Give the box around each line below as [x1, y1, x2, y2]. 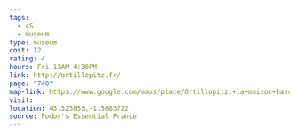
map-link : [9, 87, 46, 96]
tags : [9, 12, 29, 22]
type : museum [9, 37, 58, 47]
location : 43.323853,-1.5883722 [9, 104, 129, 113]
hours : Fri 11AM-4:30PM [9, 63, 98, 72]
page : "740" [9, 79, 53, 88]
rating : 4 [9, 54, 46, 63]
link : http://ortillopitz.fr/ [9, 71, 122, 80]
